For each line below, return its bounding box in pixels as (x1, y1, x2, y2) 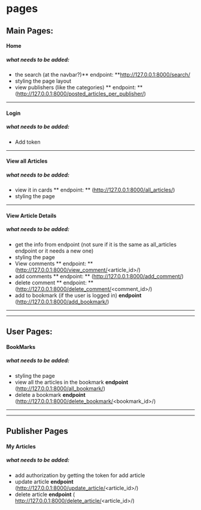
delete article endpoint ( (14, 490, 75, 498)
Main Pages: (6, 26, 54, 36)
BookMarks (6, 343, 36, 350)
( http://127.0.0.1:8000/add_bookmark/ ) (14, 298, 109, 305)
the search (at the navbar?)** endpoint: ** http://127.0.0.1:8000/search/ (14, 71, 190, 78)
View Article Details (6, 212, 57, 219)
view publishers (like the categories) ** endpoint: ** (14, 84, 143, 91)
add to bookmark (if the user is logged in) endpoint (14, 292, 142, 299)
